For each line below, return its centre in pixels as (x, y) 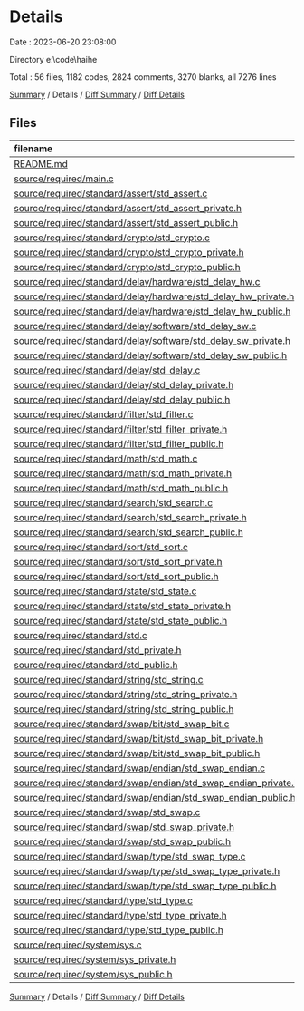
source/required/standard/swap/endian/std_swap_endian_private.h (157, 783)
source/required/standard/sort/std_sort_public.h (116, 576)
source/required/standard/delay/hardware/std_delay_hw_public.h (152, 311)
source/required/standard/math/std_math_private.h (123, 473)
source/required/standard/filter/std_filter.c (104, 414)
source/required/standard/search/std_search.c (114, 502)
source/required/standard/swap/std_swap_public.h (123, 841)
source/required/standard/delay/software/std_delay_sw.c (135, 326)
